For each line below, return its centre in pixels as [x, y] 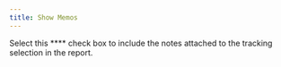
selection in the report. [51, 52]
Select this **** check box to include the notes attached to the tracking [141, 43]
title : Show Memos [44, 17]
